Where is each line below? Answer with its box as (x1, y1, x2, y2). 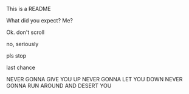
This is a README (6, 5, 51, 12)
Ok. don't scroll (6, 29, 44, 36)
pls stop (6, 52, 27, 59)
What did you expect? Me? (6, 17, 73, 24)
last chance (6, 64, 35, 71)
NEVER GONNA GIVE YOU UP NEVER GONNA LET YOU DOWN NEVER (6, 76, 183, 82)
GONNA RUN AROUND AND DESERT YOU (6, 82, 112, 89)
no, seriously (6, 41, 39, 47)
